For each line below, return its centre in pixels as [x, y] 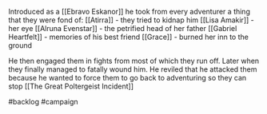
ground [20, 45]
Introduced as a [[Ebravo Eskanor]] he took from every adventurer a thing [129, 12]
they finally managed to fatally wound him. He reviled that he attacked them [133, 69]
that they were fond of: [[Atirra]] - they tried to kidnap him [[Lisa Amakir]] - [131, 20]
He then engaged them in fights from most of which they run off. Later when [134, 61]
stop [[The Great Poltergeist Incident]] [71, 86]
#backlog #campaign [43, 102]
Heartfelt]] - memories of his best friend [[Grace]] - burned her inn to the [129, 37]
